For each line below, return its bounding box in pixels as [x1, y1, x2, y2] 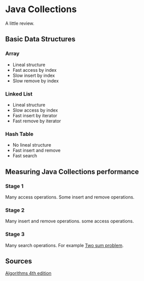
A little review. [5, 20, 34, 26]
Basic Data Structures [5, 35, 76, 43]
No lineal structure [12, 142, 52, 148]
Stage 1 [5, 182, 24, 190]
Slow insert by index [12, 72, 55, 78]
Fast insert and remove [12, 148, 61, 154]
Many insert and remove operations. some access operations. [5, 218, 134, 224]
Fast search [12, 153, 37, 159]
